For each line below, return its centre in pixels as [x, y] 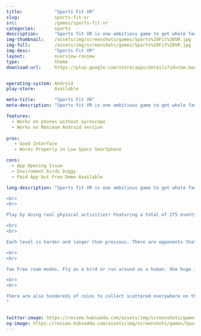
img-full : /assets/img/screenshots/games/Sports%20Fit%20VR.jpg [99, 45]
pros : [13, 138]
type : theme [37, 62]
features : [19, 116]
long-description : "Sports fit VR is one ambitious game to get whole [96, 188]
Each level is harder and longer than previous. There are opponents [95, 242]
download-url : [24, 67]
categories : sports [38, 28]
